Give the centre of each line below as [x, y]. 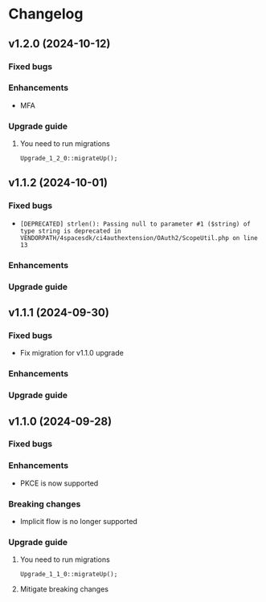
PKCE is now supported [59, 483]
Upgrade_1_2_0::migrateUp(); [69, 159]
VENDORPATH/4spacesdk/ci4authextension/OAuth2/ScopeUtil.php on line [139, 238]
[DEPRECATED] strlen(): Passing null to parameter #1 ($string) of [135, 224]
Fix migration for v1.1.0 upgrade [72, 353]
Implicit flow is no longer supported [79, 522]
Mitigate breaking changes [64, 589]
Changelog [46, 14]
